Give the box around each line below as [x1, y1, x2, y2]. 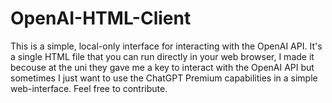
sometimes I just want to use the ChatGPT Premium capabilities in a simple [10, 72, 318, 84]
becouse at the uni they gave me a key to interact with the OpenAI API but [10, 61, 315, 73]
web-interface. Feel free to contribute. [10, 82, 168, 94]
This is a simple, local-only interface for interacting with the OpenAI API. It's [10, 40, 323, 52]
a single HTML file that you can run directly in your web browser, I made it [10, 50, 315, 62]
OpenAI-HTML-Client [10, 7, 192, 30]
